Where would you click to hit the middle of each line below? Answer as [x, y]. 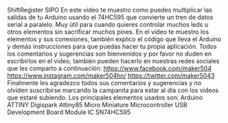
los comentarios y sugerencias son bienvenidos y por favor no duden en [110, 54]
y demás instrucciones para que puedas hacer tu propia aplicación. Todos [112, 46]
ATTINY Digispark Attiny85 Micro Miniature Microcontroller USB [97, 105]
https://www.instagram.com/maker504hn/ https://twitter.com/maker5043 [111, 76]
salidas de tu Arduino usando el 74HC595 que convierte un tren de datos [110, 17]
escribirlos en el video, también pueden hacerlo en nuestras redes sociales [113, 61]
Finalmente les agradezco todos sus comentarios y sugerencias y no [104, 83]
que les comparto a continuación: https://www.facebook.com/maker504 [109, 68]
